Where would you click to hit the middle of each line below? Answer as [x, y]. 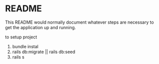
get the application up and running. [40, 27]
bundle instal [25, 46]
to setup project [21, 37]
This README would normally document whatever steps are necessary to [79, 22]
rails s [18, 57]
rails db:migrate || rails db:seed [44, 52]
